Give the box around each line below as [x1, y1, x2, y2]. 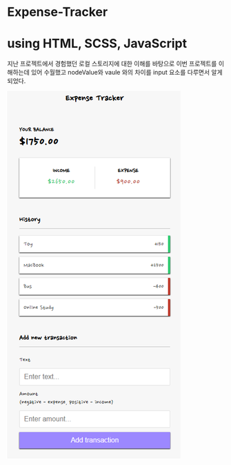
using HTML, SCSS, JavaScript [7, 36, 188, 52]
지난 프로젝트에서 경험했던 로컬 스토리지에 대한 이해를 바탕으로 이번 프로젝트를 [7, 59, 217, 68]
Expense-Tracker [7, 4, 108, 20]
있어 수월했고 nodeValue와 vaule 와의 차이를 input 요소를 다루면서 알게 [30, 68, 223, 77]
